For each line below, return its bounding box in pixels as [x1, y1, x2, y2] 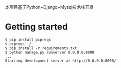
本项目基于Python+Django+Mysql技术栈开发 [5, 4, 94, 10]
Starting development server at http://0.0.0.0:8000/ [5, 58, 117, 63]
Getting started [5, 21, 68, 32]
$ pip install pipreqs [5, 37, 51, 42]
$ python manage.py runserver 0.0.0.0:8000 [5, 50, 95, 54]
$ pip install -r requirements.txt [5, 45, 77, 51]
